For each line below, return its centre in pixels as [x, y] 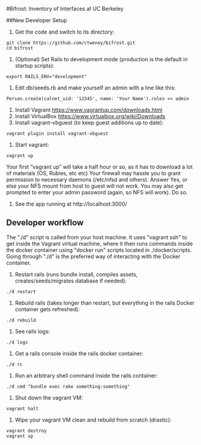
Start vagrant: [32, 145]
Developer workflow [45, 223]
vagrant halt [22, 408]
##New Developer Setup [37, 20]
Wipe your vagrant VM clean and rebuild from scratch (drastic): [93, 420]
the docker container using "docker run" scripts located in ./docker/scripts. [99, 250]
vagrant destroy [26, 431]
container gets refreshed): [47, 309]
